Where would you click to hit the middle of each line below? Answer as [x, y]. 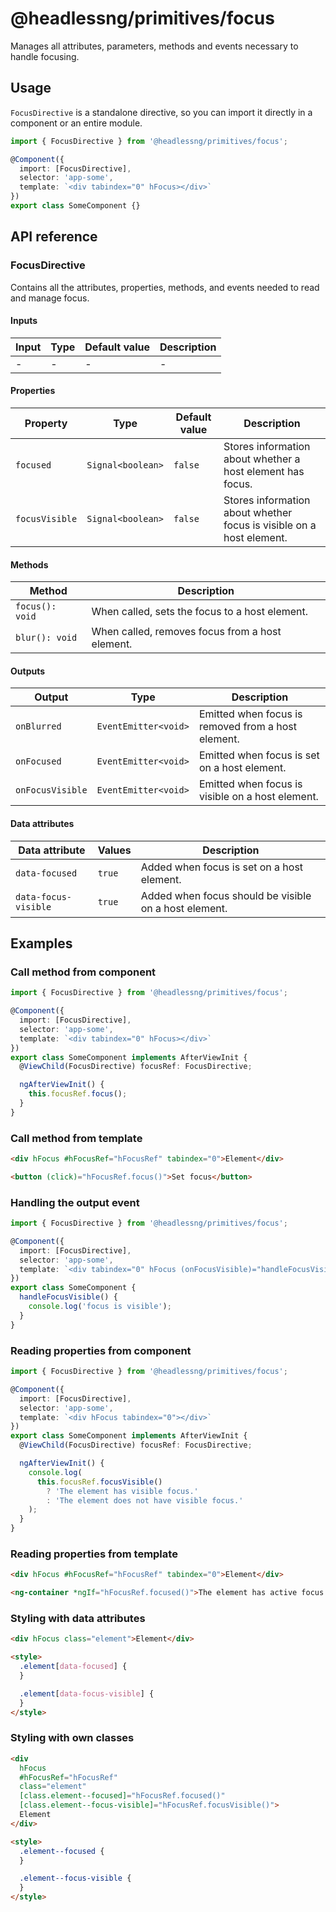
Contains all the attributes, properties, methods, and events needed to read [165, 287]
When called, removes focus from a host [186, 632]
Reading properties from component [101, 1350]
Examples [41, 943]
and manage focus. [50, 298]
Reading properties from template [94, 1554]
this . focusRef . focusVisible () [99, 1482]
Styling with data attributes [78, 1618]
